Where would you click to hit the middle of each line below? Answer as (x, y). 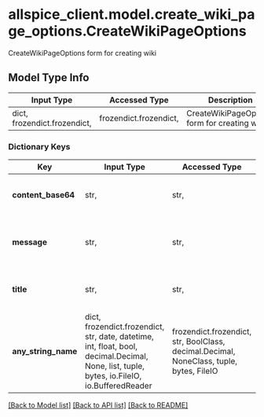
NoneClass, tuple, (205, 361)
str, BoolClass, (198, 341)
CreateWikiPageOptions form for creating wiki (82, 53)
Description (230, 100)
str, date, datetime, (120, 337)
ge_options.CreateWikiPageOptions (127, 31)
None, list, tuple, (115, 366)
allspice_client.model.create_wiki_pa (132, 15)
